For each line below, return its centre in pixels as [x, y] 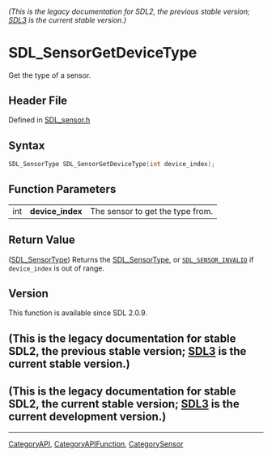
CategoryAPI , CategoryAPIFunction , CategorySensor [96, 444]
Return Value [42, 240]
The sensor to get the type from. [152, 211]
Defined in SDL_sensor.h [49, 120]
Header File [38, 100]
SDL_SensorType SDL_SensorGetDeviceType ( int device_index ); [112, 164]
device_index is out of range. [57, 268]
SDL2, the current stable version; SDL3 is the [124, 404]
